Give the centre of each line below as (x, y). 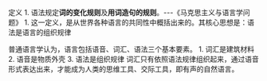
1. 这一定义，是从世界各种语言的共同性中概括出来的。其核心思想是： (135, 22)
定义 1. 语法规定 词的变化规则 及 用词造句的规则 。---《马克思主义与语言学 (126, 12)
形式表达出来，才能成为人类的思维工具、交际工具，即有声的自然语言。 (124, 69)
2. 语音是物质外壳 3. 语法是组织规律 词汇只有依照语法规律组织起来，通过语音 (133, 59)
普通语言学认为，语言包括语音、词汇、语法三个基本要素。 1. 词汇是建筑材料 (132, 49)
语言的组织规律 (47, 32)
